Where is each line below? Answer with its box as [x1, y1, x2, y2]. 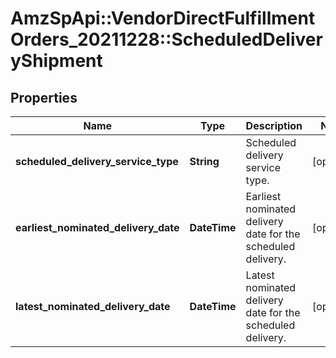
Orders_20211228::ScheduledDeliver [10, 28, 323, 51]
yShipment [10, 50, 103, 72]
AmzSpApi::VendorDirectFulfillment [10, 7, 316, 30]
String [189, 155, 220, 168]
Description [245, 119, 303, 132]
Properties [10, 89, 78, 106]
